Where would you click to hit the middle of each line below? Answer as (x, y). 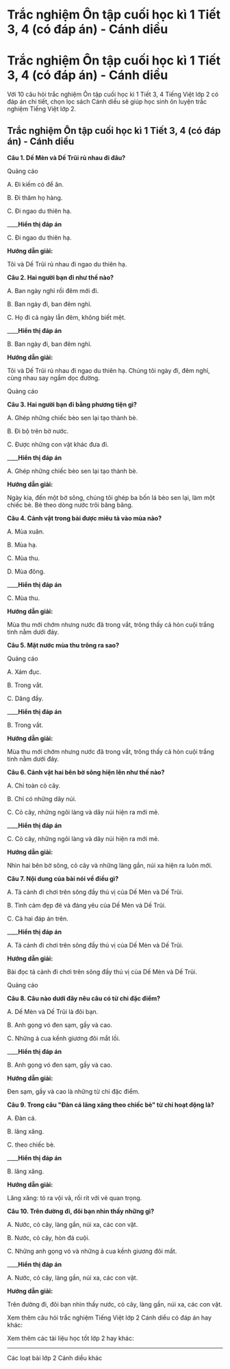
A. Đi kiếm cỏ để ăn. (35, 184)
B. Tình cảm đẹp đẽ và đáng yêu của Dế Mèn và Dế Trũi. (87, 905)
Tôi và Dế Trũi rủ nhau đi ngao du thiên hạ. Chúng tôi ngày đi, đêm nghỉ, (108, 370)
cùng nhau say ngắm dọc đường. (54, 378)
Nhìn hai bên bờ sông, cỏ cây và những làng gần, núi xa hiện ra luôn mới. (110, 865)
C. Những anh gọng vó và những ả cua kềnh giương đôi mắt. (92, 1251)
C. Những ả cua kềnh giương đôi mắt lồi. (64, 1038)
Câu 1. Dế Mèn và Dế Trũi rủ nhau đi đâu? (66, 157)
